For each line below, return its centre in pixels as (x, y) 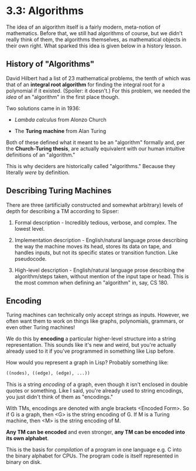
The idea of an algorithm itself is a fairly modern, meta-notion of (83, 27)
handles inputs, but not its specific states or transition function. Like (96, 252)
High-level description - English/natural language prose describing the (99, 270)
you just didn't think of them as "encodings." (60, 397)
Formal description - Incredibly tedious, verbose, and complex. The (96, 222)
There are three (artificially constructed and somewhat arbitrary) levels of (94, 205)
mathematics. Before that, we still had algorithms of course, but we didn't (94, 33)
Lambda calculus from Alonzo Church (61, 120)
